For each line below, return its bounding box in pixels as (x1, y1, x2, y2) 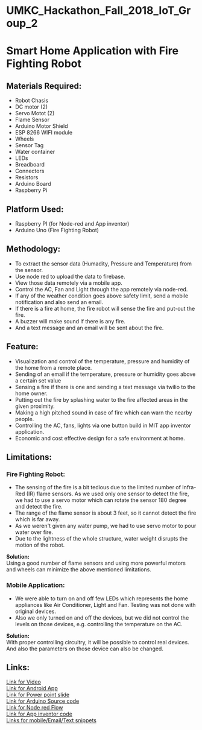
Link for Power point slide (6, 691, 70, 699)
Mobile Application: (6, 581, 65, 589)
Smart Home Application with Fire (6, 44, 179, 58)
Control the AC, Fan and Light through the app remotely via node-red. (14, 285, 188, 293)
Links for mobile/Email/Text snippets (6, 717, 96, 724)
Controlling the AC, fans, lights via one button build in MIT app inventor (14, 422, 191, 429)
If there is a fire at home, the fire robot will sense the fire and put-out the (14, 305, 195, 312)
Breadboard (14, 161, 45, 168)
